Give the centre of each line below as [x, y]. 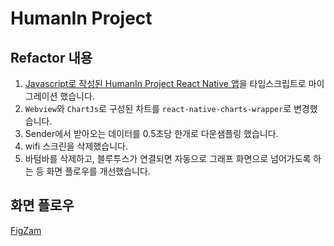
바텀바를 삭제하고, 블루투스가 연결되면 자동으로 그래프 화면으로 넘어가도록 [168, 158]
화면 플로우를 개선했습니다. [98, 171]
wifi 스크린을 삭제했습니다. [76, 146]
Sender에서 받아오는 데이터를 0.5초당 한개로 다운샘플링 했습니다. [151, 133]
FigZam [26, 230]
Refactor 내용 [51, 57]
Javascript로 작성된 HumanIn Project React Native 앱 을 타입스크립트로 [165, 83]
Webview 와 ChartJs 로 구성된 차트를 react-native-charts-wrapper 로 [158, 108]
